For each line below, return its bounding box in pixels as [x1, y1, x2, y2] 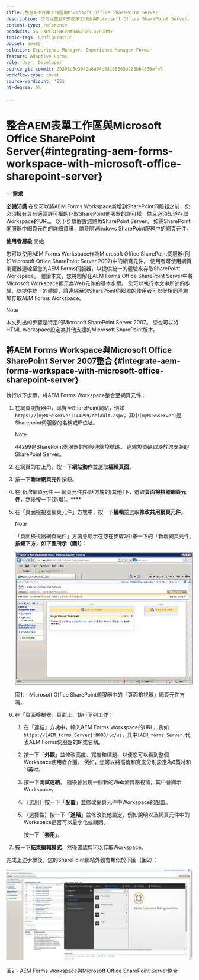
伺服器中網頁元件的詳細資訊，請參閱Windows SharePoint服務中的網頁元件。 [6, 225, 192, 232]
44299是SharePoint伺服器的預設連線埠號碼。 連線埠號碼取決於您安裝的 [14, 443, 190, 450]
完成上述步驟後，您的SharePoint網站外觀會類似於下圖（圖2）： [6, 856, 158, 863]
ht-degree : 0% [6, 85, 41, 91]
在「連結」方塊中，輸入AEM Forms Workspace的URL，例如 [23, 723, 169, 730]
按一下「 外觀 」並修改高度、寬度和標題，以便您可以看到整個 [23, 751, 169, 758]
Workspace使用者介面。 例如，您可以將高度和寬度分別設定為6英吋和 [23, 758, 191, 765]
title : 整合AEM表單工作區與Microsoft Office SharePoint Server [6, 9, 159, 15]
